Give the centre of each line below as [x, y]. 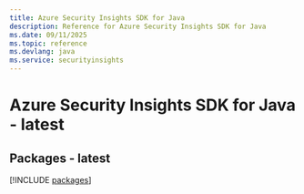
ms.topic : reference [49, 43]
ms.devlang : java [42, 52]
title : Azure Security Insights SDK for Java [97, 18]
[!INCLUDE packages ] [51, 180]
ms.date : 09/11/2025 [49, 35]
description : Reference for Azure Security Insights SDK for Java [138, 26]
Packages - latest [60, 158]
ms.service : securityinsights [67, 60]
